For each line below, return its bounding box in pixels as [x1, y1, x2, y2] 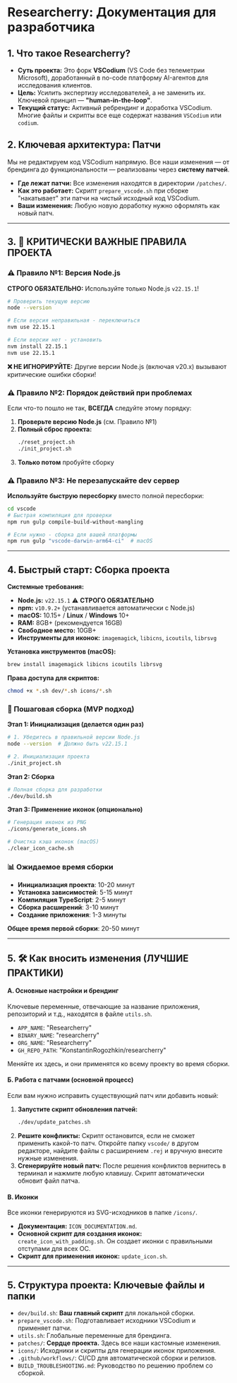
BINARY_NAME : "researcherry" [17, 1031, 100, 1039]
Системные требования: [7, 583, 85, 591]
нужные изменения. [17, 1154, 79, 1162]
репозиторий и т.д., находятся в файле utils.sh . [7, 1010, 153, 1018]
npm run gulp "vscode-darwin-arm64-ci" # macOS [7, 538, 153, 545]
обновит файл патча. [17, 1176, 80, 1185]
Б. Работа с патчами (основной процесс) [7, 1075, 134, 1084]
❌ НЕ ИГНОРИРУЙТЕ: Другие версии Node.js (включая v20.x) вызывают [7, 362, 227, 370]
